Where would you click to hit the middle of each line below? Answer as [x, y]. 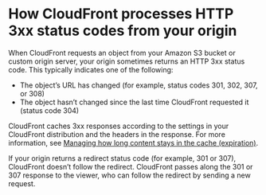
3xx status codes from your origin [123, 31]
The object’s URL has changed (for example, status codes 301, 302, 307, [139, 85]
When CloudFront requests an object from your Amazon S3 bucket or [122, 53]
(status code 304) [49, 110]
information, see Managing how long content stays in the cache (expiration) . [133, 142]
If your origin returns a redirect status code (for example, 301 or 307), [122, 158]
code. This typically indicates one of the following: [91, 69]
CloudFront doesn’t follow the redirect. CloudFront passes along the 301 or [131, 166]
